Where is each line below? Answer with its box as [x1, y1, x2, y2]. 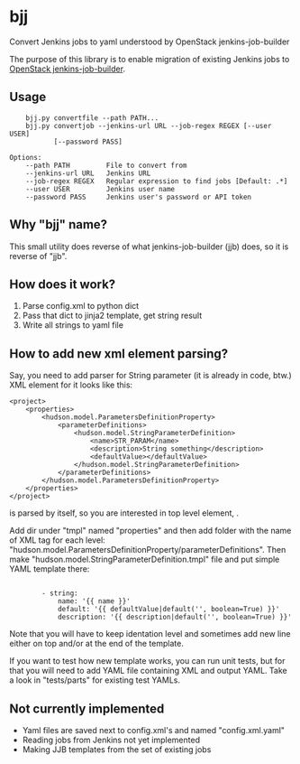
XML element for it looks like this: [9, 379, 133, 390]
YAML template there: [9, 564, 90, 574]
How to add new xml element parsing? [9, 346, 229, 361]
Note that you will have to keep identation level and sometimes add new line [9, 629, 291, 639]
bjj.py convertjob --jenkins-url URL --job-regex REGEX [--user [25, 121, 272, 130]
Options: [9, 153, 42, 162]
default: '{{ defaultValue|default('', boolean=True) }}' [57, 605, 280, 614]
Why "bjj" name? [9, 217, 108, 232]
